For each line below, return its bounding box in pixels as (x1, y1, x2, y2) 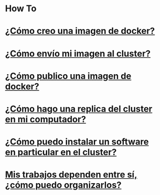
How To (5, 3, 37, 14)
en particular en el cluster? (5, 147, 117, 158)
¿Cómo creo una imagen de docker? (5, 26, 155, 37)
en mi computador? (5, 113, 86, 125)
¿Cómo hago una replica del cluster (5, 103, 153, 114)
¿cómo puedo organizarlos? (5, 180, 122, 191)
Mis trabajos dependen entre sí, (5, 169, 137, 180)
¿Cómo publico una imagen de (5, 70, 132, 82)
